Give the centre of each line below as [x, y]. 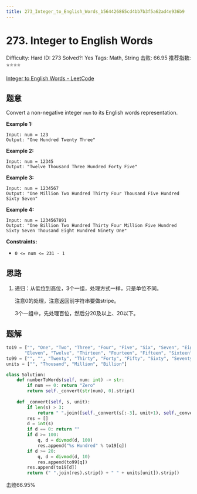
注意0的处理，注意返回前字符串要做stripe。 [67, 301]
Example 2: [20, 151]
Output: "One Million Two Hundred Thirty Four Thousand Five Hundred [93, 194]
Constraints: [22, 242]
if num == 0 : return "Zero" [61, 386]
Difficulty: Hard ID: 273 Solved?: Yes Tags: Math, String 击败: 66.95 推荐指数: [99, 58]
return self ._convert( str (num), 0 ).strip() [81, 391]
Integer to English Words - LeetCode [50, 78]
